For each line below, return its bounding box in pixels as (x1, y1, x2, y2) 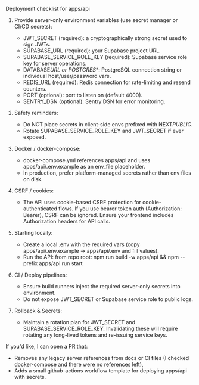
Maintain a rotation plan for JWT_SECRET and (23, 319, 135, 325)
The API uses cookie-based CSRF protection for (23, 199, 141, 206)
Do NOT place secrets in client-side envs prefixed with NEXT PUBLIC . (23, 121, 193, 128)
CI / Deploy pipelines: (14, 271, 67, 278)
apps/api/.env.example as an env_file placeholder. (23, 163, 145, 170)
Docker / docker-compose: (14, 145, 81, 152)
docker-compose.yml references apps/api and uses (23, 157, 151, 163)
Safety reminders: (14, 110, 58, 116)
